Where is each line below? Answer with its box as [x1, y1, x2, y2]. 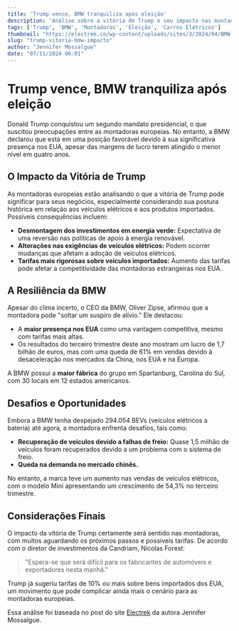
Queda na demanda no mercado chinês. [17, 461, 139, 469]
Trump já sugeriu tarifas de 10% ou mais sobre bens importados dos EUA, [7, 579, 224, 588]
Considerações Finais [7, 510, 106, 522]
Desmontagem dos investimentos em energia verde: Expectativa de [17, 226, 221, 235]
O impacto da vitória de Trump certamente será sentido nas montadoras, [7, 529, 221, 538]
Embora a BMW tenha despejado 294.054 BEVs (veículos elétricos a [7, 416, 208, 425]
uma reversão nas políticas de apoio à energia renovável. [17, 233, 185, 242]
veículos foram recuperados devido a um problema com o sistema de [17, 445, 222, 453]
